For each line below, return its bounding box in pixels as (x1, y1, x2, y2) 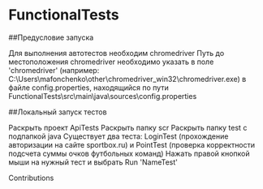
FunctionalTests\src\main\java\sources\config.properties (8, 91, 197, 101)
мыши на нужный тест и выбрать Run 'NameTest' (8, 157, 179, 167)
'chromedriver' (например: (8, 65, 100, 75)
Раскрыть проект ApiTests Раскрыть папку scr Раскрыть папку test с (8, 122, 248, 132)
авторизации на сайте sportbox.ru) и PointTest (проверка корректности (8, 140, 256, 149)
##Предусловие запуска (8, 32, 94, 42)
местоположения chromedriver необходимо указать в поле (8, 57, 214, 67)
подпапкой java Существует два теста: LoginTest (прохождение (8, 131, 229, 141)
